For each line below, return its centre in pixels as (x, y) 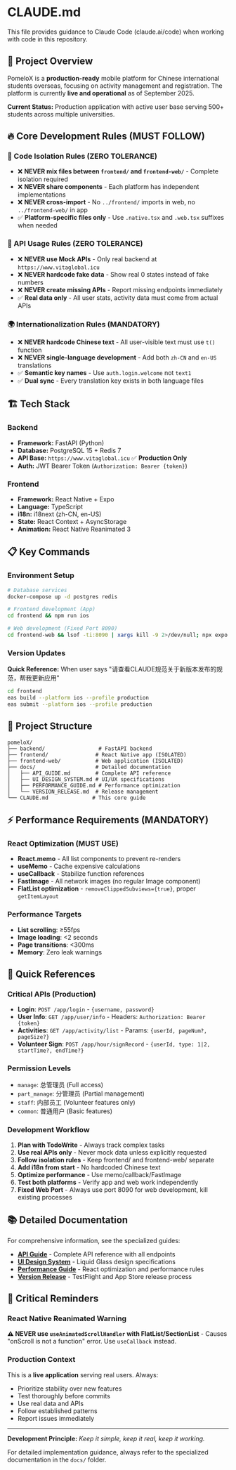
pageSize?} (33, 1037)
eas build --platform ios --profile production (78, 698)
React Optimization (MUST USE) (63, 844)
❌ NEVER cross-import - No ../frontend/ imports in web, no (106, 202)
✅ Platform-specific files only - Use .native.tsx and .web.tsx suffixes (121, 218)
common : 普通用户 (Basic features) (65, 1111)
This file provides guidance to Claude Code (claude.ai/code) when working (116, 32)
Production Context (41, 1360)
